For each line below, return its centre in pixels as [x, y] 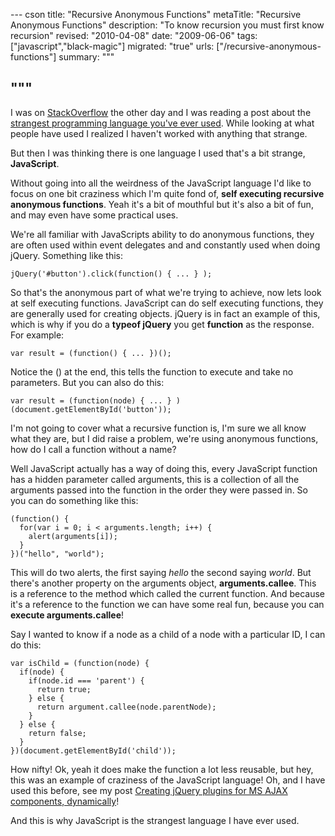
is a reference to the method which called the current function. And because [167, 593]
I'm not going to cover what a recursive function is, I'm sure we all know [158, 428]
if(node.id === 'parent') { [86, 680]
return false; [57, 733]
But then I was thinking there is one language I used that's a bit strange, [158, 153]
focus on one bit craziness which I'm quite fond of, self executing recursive [167, 193]
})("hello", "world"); [57, 554]
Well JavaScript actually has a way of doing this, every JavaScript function [164, 468]
